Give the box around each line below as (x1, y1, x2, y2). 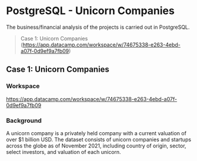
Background (6, 116, 42, 125)
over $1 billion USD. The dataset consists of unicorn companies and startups (6, 136, 192, 143)
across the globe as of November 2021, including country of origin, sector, (6, 142, 186, 149)
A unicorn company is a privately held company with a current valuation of (6, 129, 187, 136)
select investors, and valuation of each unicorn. (6, 148, 122, 155)
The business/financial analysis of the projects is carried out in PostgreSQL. (6, 24, 190, 31)
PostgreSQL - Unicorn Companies (6, 4, 175, 18)
